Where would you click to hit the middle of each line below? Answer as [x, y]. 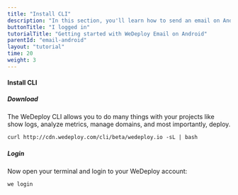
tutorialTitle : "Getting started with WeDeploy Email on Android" [107, 34]
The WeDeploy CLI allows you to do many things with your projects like [111, 117]
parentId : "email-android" [47, 40]
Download [23, 99]
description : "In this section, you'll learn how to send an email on [114, 21]
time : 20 [20, 54]
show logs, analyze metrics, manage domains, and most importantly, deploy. [119, 124]
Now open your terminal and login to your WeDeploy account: [97, 172]
